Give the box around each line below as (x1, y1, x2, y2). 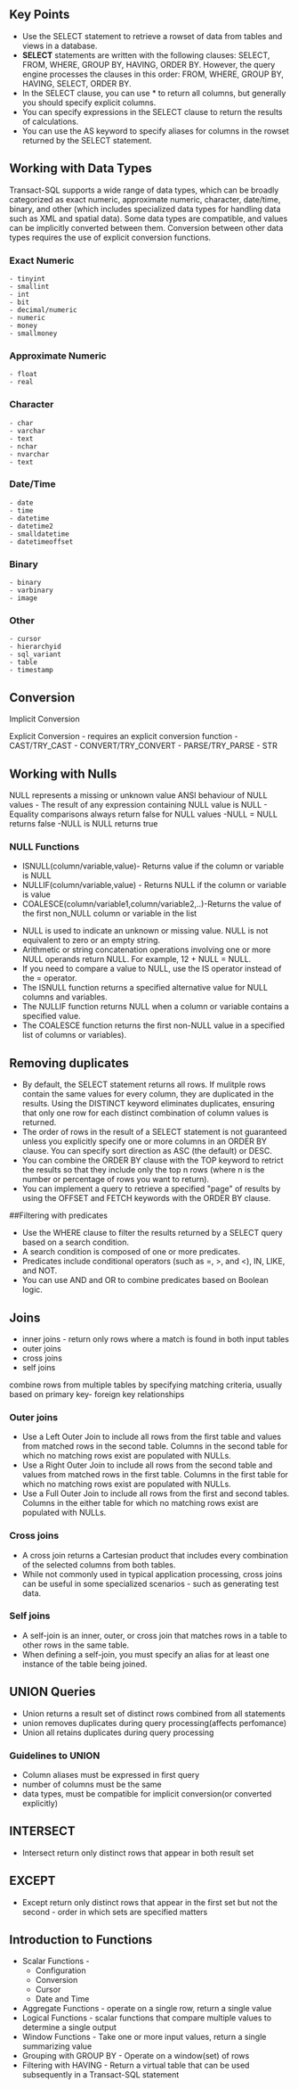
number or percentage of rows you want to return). (21, 1174, 210, 1185)
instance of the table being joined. (21, 1658, 148, 1669)
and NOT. (21, 1265, 58, 1276)
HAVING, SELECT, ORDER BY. (21, 78, 132, 88)
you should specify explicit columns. (21, 97, 157, 108)
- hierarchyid (9, 642, 62, 652)
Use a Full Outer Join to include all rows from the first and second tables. (21, 1488, 290, 1499)
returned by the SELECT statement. (21, 135, 153, 145)
